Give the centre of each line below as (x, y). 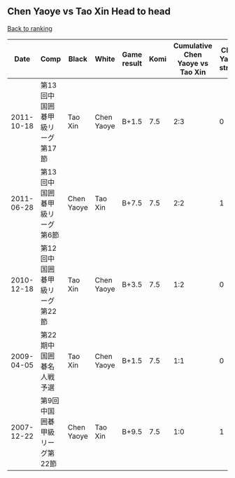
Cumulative (193, 46)
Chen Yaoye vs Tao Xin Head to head (89, 12)
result (132, 63)
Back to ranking (30, 28)
